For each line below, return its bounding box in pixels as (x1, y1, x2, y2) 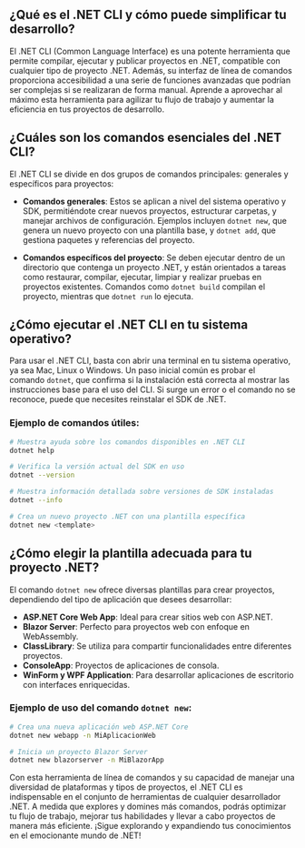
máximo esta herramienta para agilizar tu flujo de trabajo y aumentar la (9, 94, 275, 105)
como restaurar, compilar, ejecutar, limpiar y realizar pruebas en (22, 271, 262, 282)
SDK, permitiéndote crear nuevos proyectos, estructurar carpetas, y (22, 205, 277, 217)
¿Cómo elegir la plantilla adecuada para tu (9, 546, 252, 561)
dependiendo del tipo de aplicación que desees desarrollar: (9, 593, 232, 604)
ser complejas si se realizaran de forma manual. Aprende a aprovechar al (9, 84, 283, 95)
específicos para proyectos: (9, 177, 114, 189)
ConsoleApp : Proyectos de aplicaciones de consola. (22, 660, 220, 671)
